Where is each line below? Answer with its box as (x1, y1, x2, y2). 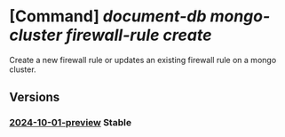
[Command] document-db (9, 6, 207, 27)
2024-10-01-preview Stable (9, 117, 131, 129)
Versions (9, 90, 60, 105)
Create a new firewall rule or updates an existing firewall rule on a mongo (9, 54, 277, 65)
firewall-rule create (65, 25, 212, 45)
